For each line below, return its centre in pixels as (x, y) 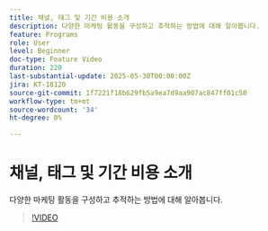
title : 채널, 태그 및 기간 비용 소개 (70, 18)
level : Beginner (40, 51)
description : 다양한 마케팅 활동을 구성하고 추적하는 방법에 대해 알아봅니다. (135, 26)
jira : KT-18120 (38, 84)
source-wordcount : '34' (54, 110)
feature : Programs (44, 34)
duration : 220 (36, 68)
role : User (30, 43)
